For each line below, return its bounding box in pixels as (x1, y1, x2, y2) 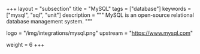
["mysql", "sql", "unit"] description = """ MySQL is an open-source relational (6, 11, 195, 19)
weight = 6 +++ (6, 41, 45, 48)
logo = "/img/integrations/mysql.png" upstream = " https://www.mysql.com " (6, 29, 193, 37)
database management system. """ (6, 18, 93, 25)
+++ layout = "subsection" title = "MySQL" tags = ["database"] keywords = (6, 5, 192, 12)
